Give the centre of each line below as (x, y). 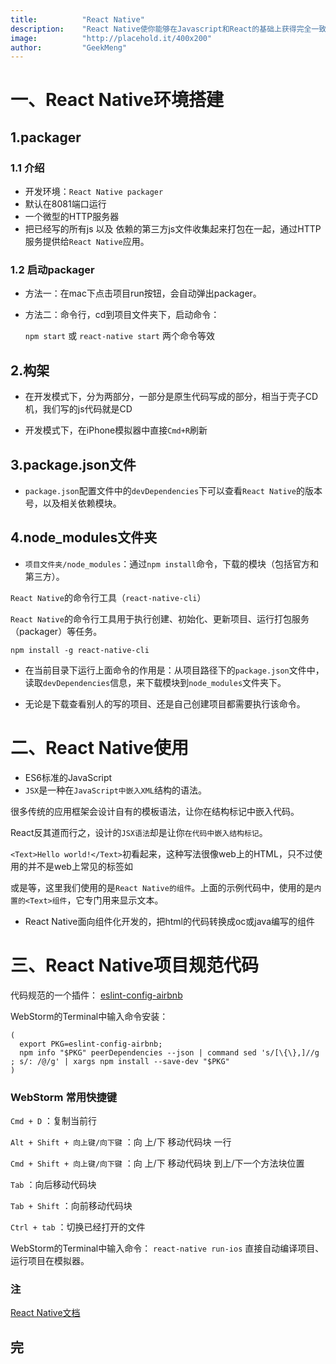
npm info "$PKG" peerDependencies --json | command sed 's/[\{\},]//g (169, 1052)
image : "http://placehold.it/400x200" (111, 38)
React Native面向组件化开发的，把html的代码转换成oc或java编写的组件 (170, 921)
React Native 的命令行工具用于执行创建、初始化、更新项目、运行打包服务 (160, 618)
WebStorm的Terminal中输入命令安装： (89, 1016)
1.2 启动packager (52, 270)
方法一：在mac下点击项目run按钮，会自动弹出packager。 (143, 293)
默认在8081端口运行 (65, 204)
